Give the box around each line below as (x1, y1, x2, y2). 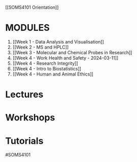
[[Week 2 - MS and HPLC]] (12, 44, 69, 50)
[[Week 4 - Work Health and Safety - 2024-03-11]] (12, 55, 119, 61)
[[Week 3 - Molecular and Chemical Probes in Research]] (12, 49, 132, 55)
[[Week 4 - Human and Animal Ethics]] (12, 71, 94, 77)
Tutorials (5, 135, 44, 146)
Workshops (5, 112, 55, 124)
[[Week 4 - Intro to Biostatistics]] (12, 65, 81, 71)
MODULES (5, 22, 50, 33)
